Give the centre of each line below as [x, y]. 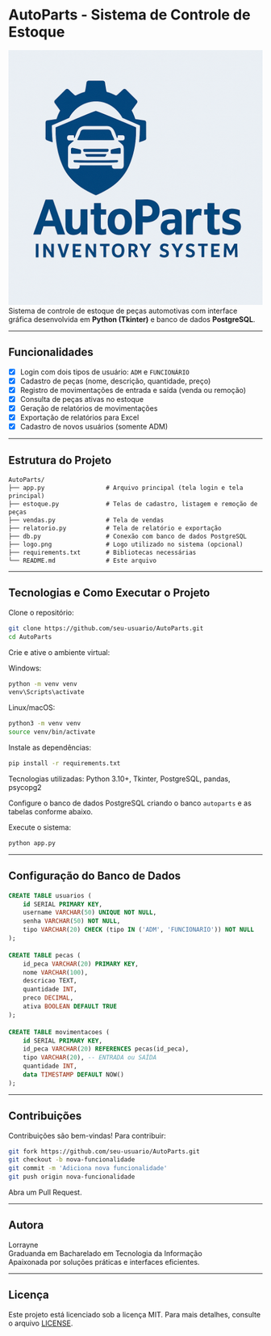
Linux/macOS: [32, 708]
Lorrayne [23, 1245]
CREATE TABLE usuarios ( [50, 895]
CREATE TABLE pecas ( [45, 955]
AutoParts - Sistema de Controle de [129, 15]
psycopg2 [25, 787]
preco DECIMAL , [48, 998]
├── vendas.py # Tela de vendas [86, 520]
